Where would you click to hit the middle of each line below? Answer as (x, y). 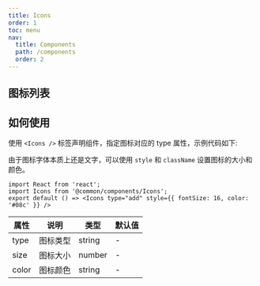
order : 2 (30, 60)
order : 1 (23, 23)
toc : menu (24, 30)
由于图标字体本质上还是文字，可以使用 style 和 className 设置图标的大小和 (130, 160)
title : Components (46, 45)
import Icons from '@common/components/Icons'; (88, 191)
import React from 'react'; (55, 185)
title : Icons (30, 15)
